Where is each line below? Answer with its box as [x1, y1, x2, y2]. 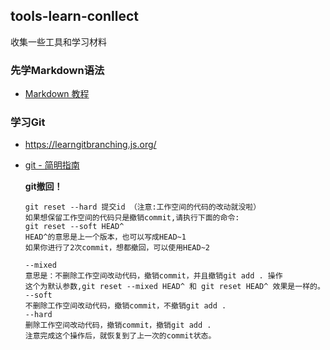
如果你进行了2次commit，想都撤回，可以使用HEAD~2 [24, 243, 211, 253]
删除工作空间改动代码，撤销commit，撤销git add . [24, 320, 212, 331]
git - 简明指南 [24, 159, 80, 171]
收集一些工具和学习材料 [10, 35, 107, 48]
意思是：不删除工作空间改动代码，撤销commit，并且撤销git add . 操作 [24, 271, 283, 281]
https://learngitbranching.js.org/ [24, 139, 157, 151]
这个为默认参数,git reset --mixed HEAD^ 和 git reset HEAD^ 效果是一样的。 [24, 282, 325, 292]
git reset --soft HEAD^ [24, 222, 125, 232]
